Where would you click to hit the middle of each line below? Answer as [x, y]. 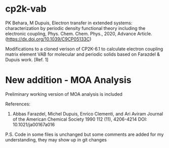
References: [18, 104]
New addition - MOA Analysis [68, 80]
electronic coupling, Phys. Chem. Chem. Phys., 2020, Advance [71, 33]
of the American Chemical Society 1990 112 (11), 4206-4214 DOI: [80, 119]
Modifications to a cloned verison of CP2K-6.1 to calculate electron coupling [84, 49]
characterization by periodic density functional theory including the [75, 28]
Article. [145, 33]
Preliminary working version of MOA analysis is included [64, 94]
